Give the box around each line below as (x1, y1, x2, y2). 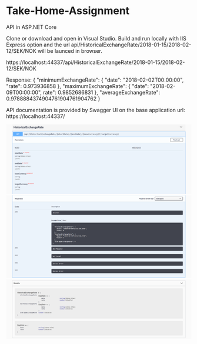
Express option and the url (6, 41, 70, 48)
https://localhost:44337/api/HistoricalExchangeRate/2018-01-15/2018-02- (6, 59, 185, 66)
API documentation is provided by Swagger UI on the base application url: (6, 106, 185, 113)
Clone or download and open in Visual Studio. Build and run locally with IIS (6, 35, 187, 42)
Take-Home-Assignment (6, 4, 130, 18)
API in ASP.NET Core (6, 23, 57, 31)
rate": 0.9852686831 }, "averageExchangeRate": (43, 89, 161, 96)
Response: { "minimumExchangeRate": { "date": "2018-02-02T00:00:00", (6, 76, 184, 83)
